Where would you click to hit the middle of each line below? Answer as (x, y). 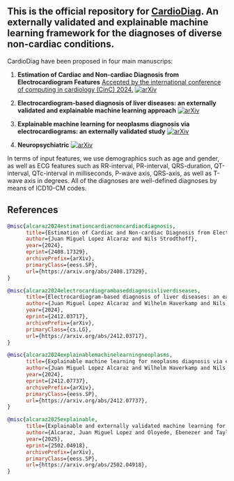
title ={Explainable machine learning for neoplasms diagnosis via (124, 362)
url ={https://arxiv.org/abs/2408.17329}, (87, 272)
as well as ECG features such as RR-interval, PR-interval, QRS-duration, (110, 165)
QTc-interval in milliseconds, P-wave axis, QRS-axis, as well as (122, 173)
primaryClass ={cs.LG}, (58, 330)
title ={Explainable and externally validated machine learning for (126, 426)
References (33, 210)
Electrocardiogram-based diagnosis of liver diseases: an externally (117, 103)
